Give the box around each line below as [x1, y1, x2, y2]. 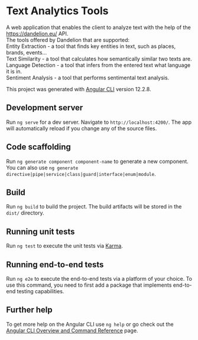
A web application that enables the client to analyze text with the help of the [6, 24, 191, 31]
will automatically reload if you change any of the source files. [6, 124, 157, 131]
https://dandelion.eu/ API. [6, 30, 69, 37]
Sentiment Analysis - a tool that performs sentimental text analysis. [6, 74, 170, 81]
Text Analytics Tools [6, 4, 109, 18]
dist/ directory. [6, 209, 44, 217]
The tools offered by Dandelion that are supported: [6, 36, 130, 43]
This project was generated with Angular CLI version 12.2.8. [6, 85, 152, 92]
